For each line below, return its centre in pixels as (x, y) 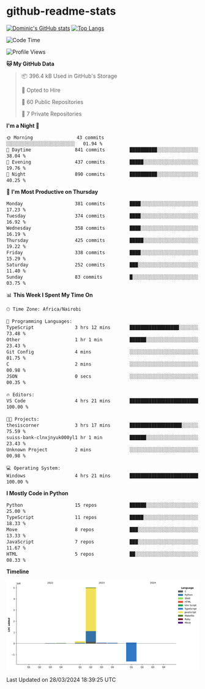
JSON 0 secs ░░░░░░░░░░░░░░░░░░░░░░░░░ (102, 376)
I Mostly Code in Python (37, 493)
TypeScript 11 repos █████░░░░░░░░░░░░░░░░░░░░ (102, 517)
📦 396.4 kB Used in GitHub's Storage (69, 76)
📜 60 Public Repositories (52, 101)
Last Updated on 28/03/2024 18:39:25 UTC (61, 680)
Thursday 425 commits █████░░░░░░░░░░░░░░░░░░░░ (102, 240)
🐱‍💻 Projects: (23, 419)
